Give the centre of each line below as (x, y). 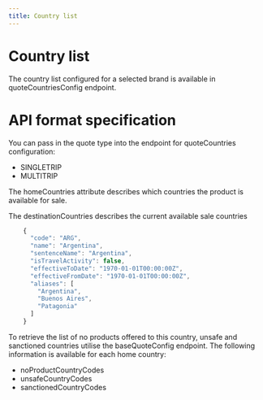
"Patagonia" (58, 307)
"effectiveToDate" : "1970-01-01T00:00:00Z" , (106, 268)
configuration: (32, 151)
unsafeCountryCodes (56, 378)
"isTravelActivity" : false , (78, 261)
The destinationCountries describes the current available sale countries (128, 215)
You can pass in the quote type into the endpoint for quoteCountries (123, 142)
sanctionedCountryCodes (63, 387)
